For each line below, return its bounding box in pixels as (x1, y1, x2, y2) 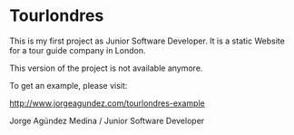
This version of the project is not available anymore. (9, 63, 203, 73)
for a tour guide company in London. (9, 44, 146, 55)
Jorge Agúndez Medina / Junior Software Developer (9, 115, 205, 126)
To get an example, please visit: (9, 80, 128, 91)
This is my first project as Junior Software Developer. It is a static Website (9, 35, 286, 46)
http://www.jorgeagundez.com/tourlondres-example (9, 97, 206, 109)
